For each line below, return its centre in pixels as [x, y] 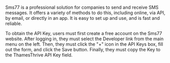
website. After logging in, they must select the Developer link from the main [84, 39]
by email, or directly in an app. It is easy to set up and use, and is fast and [82, 18]
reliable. [14, 23]
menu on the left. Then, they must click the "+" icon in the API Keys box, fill [84, 44]
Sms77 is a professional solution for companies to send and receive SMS [82, 7]
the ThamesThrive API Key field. [39, 55]
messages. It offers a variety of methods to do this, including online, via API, [86, 13]
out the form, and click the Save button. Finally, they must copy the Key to [83, 50]
